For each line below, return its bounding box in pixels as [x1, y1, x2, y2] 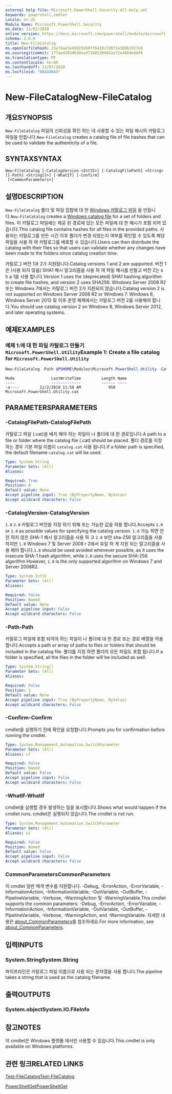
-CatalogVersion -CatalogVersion [5, 509, 90, 516]
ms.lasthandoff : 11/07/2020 [5, 65, 66, 70]
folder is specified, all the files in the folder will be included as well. [5, 654, 147, 660]
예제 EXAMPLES [5, 326, 55, 334]
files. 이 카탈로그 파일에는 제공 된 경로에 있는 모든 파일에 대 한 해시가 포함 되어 [5, 220, 161, 226]
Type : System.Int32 [5, 574, 47, 579]
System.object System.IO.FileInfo [5, 1006, 90, 1013]
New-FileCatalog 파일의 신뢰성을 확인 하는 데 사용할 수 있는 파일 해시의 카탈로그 [5, 127, 165, 134]
